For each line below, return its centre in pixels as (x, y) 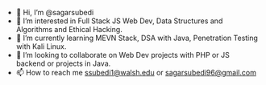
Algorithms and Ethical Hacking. (69, 29)
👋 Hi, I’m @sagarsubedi (55, 12)
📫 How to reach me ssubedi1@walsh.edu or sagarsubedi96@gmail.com (136, 73)
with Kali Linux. (41, 47)
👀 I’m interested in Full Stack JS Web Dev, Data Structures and (119, 21)
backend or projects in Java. (63, 63)
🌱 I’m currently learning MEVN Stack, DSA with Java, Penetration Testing (137, 38)
